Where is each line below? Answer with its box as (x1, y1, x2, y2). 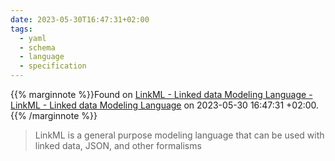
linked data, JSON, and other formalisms (34, 140, 202, 151)
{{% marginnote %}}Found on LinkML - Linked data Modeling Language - (10, 89, 313, 100)
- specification (19, 61, 87, 71)
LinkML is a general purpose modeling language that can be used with (34, 129, 325, 141)
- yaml (19, 33, 47, 43)
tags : (10, 24, 33, 34)
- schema (19, 42, 56, 53)
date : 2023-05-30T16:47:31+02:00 (10, 14, 150, 25)
